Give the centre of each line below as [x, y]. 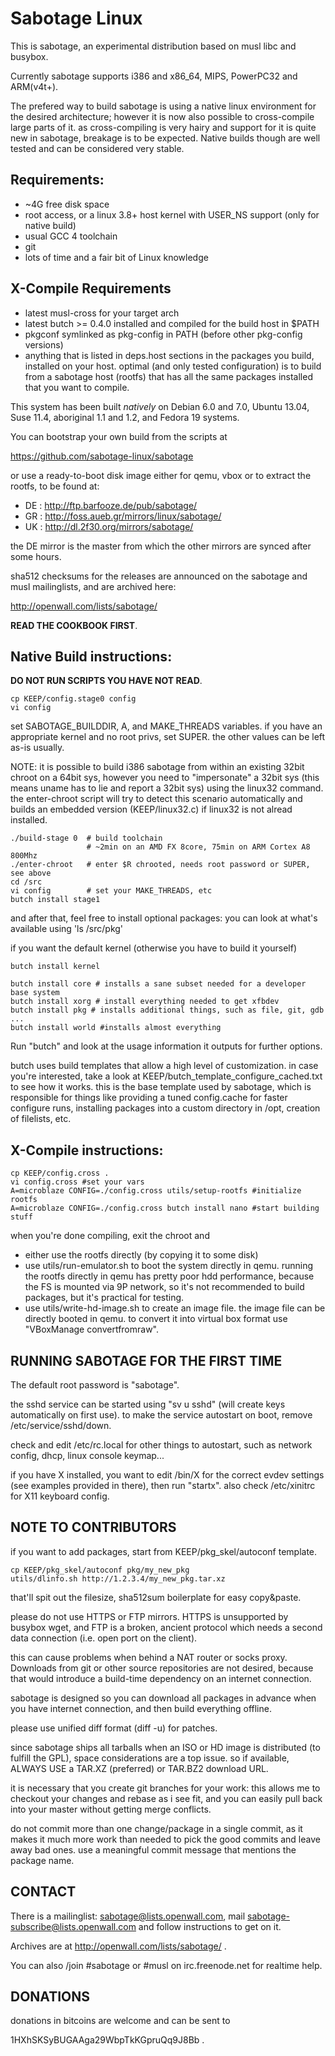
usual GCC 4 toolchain [71, 236]
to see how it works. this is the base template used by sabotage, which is [161, 1087]
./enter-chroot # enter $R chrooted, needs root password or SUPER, [160, 865]
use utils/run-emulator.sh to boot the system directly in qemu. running [168, 1266]
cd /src [26, 882]
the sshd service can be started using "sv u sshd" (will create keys [148, 1404]
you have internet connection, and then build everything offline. [141, 1708]
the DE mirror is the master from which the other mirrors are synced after [161, 546]
